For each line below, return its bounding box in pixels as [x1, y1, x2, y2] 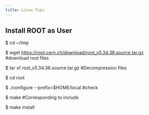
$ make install [5, 104, 35, 110]
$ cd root [5, 75, 25, 81]
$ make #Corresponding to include [5, 95, 79, 101]
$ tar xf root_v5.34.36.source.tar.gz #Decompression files [5, 65, 127, 71]
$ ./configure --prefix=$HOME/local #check [5, 84, 98, 91]
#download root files [5, 55, 49, 61]
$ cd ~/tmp [5, 40, 29, 46]
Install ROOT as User [5, 26, 73, 35]
